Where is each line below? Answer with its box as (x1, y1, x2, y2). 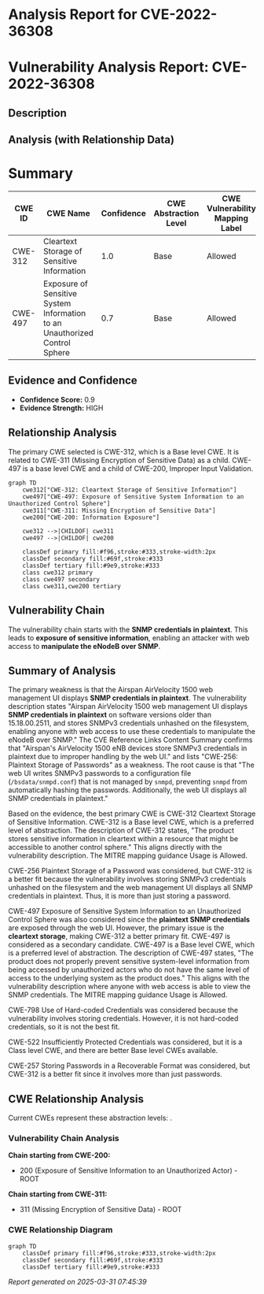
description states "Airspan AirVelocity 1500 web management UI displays (8, 702, 248, 711)
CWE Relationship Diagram (8, 1225, 113, 1236)
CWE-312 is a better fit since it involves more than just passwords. (8, 1070, 222, 1079)
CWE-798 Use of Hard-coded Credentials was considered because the (8, 1006, 239, 1015)
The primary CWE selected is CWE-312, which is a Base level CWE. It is (8, 447, 240, 456)
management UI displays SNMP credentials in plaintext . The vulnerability (8, 693, 247, 703)
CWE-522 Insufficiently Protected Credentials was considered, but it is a (8, 1037, 243, 1047)
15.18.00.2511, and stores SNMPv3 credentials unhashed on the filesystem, (8, 718, 249, 728)
